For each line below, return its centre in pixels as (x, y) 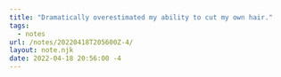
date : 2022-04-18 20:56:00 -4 (66, 58)
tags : (19, 26)
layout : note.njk (41, 50)
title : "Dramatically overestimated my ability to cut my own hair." (141, 17)
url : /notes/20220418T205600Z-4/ (71, 42)
